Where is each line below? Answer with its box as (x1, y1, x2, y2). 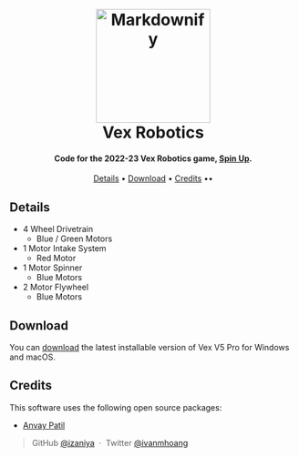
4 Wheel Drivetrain (22, 224, 94, 235)
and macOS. (9, 351, 57, 362)
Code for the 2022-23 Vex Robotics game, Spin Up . (54, 153, 253, 164)
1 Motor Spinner (22, 262, 83, 273)
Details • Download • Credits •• (93, 173, 213, 184)
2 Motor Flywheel (22, 281, 89, 293)
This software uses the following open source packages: (9, 401, 222, 412)
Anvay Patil (22, 420, 66, 431)
